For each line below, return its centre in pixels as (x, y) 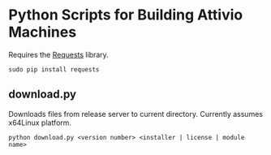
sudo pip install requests (54, 69)
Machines (43, 32)
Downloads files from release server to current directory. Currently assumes (136, 114)
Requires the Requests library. (59, 54)
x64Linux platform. (40, 123)
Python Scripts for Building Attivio (126, 15)
